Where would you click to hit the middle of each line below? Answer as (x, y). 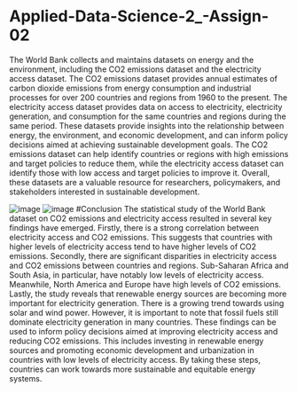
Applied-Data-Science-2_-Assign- (139, 16)
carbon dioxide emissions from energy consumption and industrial (130, 88)
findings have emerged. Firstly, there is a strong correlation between (134, 227)
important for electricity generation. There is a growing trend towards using (147, 303)
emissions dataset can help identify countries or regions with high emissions (149, 153)
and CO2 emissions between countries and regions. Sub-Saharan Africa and (149, 265)
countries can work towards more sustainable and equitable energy (133, 369)
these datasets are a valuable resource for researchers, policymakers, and (145, 182)
